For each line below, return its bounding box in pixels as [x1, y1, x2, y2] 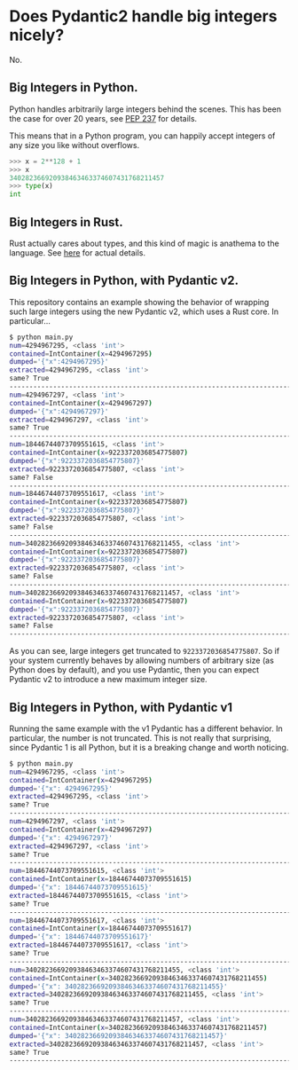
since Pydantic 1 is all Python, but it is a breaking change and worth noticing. [9, 742, 289, 752]
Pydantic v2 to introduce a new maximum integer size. [9, 674, 208, 685]
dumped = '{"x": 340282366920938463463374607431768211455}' [9, 982, 228, 991]
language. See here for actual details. [9, 247, 146, 258]
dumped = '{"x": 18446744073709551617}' [9, 932, 153, 941]
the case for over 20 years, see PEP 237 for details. [9, 113, 198, 123]
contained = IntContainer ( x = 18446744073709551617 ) [9, 924, 192, 933]
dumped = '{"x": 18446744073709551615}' [9, 883, 153, 893]
